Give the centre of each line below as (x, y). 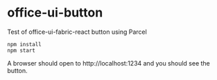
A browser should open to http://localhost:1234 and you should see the (108, 63)
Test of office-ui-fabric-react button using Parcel (77, 32)
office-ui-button (55, 13)
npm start (21, 50)
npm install (24, 44)
